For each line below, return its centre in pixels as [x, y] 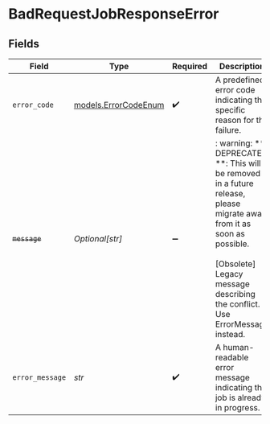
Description [242, 66]
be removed [238, 173]
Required [189, 66]
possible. [232, 244]
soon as [230, 234]
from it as [233, 224]
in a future [235, 183]
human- [239, 347]
